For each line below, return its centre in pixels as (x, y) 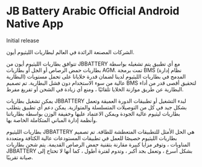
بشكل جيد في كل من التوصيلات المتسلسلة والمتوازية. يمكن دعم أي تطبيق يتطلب (96, 107)
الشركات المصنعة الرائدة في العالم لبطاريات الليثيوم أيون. (70, 52)
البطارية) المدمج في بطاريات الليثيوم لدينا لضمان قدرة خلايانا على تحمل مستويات (96, 76)
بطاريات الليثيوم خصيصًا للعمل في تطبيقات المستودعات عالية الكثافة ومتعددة (92, 138)
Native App (35, 24)
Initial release (23, 40)
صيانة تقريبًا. (20, 157)
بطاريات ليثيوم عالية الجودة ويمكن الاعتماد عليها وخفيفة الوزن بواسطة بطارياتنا (93, 114)
